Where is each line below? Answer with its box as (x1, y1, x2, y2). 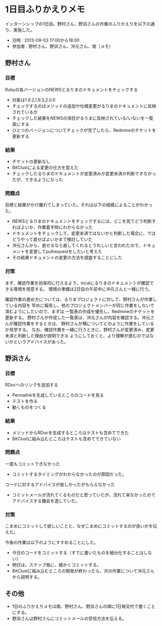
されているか (12, 109, 38, 115)
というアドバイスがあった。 (13, 338, 69, 344)
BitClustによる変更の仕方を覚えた (12, 164, 79, 170)
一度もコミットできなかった (5, 461, 60, 466)
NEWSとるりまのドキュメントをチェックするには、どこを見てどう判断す (12, 218, 156, 224)
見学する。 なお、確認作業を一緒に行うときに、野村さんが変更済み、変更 (9, 326, 155, 332)
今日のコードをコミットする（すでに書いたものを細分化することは (12, 550, 144, 556)
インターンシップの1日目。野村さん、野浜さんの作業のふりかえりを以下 (5, 21, 147, 27)
